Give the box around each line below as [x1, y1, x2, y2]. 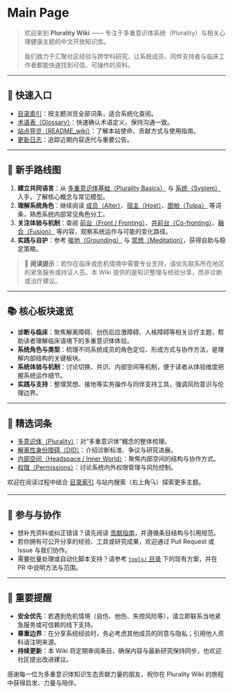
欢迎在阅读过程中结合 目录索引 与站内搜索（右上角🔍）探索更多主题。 [7, 478, 205, 486]
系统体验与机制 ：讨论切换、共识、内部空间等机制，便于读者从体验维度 [17, 363, 218, 371]
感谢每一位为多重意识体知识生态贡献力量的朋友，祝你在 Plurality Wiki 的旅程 [7, 669, 224, 678]
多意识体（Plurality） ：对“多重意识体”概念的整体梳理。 [17, 437, 171, 445]
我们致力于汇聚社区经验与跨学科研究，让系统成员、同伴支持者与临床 [24, 52, 219, 60]
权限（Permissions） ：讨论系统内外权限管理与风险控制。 [17, 463, 178, 472]
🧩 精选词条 [7, 418, 52, 429]
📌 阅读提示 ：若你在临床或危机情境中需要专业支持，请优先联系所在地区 [24, 259, 225, 268]
